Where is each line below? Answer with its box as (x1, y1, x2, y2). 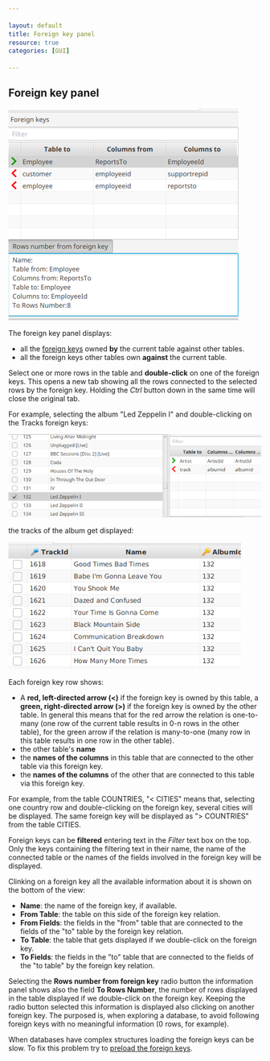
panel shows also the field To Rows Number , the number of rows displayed (8, 985, 258, 995)
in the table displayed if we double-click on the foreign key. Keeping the (8, 993, 246, 1003)
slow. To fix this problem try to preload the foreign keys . (8, 1043, 193, 1053)
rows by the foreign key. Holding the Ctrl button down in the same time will (8, 385, 256, 395)
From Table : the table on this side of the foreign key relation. (19, 910, 221, 919)
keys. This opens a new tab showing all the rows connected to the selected (8, 376, 257, 386)
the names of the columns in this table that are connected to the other (19, 753, 255, 763)
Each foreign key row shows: (8, 678, 104, 687)
